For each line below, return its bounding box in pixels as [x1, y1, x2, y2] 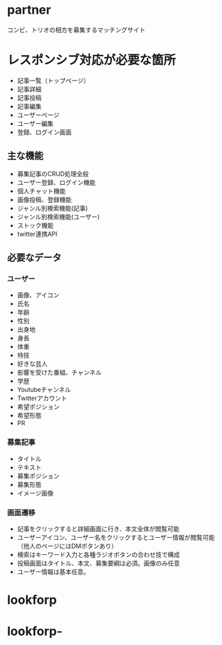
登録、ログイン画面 [16, 128, 72, 136]
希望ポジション [16, 403, 60, 411]
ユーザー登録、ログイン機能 [16, 178, 96, 186]
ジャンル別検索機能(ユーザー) [16, 212, 100, 221]
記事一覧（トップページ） [16, 76, 90, 85]
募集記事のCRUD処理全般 [16, 169, 89, 177]
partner [7, 2, 52, 18]
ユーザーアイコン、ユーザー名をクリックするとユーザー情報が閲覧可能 [16, 533, 215, 541]
